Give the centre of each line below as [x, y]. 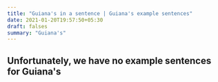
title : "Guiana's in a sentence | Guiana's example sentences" [100, 13]
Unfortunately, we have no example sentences [109, 60]
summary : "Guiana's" [37, 33]
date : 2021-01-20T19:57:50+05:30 [55, 20]
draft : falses [28, 26]
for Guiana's [34, 71]
